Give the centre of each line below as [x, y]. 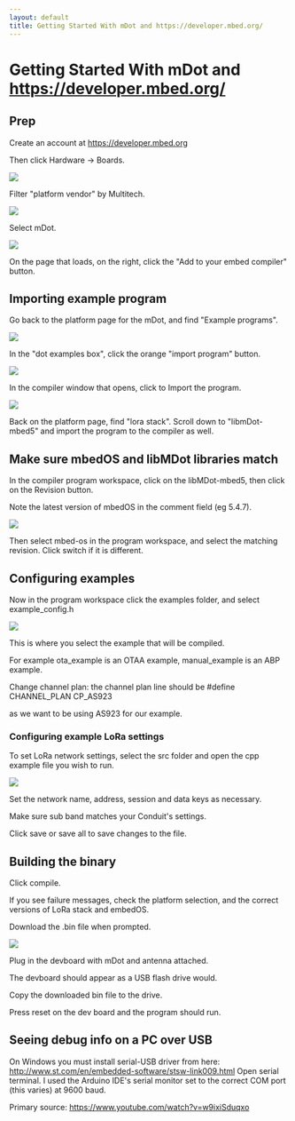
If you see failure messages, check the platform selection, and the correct [144, 900]
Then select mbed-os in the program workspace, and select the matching [144, 541]
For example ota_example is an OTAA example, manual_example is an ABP [145, 660]
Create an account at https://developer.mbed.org [99, 142]
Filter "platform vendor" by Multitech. [77, 194]
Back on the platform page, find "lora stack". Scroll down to [117, 422]
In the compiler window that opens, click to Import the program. [125, 388]
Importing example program [88, 298]
